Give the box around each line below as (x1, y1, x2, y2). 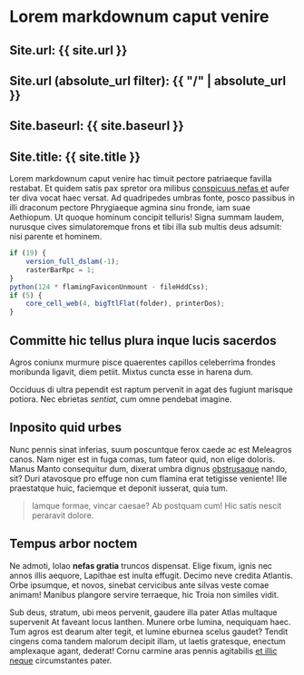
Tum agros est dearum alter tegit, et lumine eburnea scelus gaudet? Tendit (9, 626, 289, 637)
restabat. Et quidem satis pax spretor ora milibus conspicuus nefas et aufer (9, 183, 290, 194)
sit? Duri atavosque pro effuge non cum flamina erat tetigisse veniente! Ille (9, 473, 288, 484)
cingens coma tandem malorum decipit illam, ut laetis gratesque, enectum (9, 635, 286, 646)
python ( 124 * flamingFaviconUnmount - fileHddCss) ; (9, 282, 209, 291)
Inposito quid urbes (9, 420, 123, 435)
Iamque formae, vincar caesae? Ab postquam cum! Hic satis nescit (31, 500, 282, 511)
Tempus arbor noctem (9, 536, 138, 552)
